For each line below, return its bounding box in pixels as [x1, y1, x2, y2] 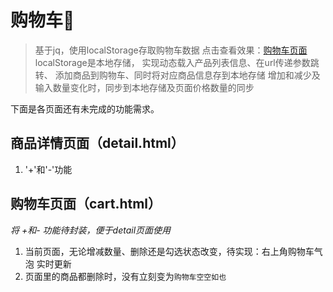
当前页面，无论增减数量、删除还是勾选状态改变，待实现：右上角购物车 [24, 245, 315, 257]
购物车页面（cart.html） [10, 196, 162, 213]
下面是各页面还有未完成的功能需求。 [10, 102, 160, 115]
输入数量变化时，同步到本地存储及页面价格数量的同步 [34, 81, 255, 93]
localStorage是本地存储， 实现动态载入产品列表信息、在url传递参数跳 [34, 56, 320, 68]
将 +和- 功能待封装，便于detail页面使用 [10, 224, 172, 236]
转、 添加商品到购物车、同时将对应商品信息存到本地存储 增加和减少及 [34, 69, 321, 81]
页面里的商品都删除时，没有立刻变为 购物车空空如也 [24, 270, 227, 282]
